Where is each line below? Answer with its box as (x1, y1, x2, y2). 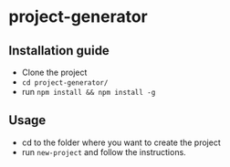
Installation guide (8, 43, 110, 58)
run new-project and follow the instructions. (21, 146, 186, 157)
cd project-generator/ (21, 78, 109, 88)
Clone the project (21, 67, 88, 78)
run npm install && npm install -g (21, 87, 156, 97)
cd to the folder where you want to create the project (21, 137, 221, 148)
